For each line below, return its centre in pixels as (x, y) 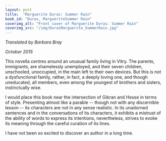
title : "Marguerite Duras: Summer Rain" (49, 14)
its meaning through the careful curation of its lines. (58, 124)
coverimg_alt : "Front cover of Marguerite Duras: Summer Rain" (72, 23)
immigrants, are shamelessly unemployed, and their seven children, (74, 67)
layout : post (19, 10)
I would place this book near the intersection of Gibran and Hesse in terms (81, 97)
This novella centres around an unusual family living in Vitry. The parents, (80, 61)
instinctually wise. (24, 88)
